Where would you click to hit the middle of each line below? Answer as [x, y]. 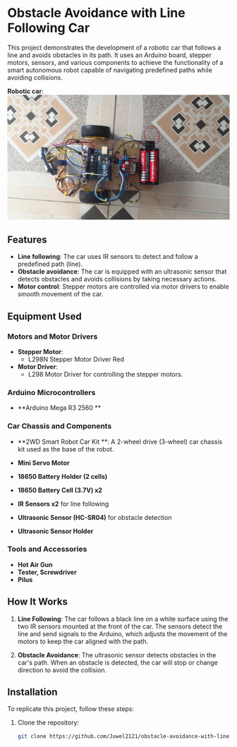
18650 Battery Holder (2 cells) [62, 476]
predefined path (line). [50, 264]
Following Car [49, 28]
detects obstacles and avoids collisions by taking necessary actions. [117, 279]
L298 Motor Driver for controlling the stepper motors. [105, 374]
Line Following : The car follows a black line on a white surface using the [123, 619]
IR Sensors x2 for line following [63, 504]
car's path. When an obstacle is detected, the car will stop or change [118, 662]
